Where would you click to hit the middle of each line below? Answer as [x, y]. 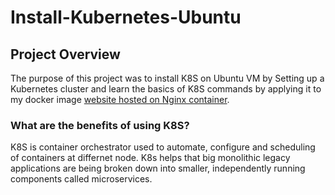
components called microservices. [81, 179]
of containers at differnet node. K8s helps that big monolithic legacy [150, 158]
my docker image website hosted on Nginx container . [120, 99]
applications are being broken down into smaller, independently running [158, 168]
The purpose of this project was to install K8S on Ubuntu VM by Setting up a [167, 78]
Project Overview [65, 54]
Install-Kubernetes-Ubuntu [126, 17]
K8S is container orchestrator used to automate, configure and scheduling [163, 147]
